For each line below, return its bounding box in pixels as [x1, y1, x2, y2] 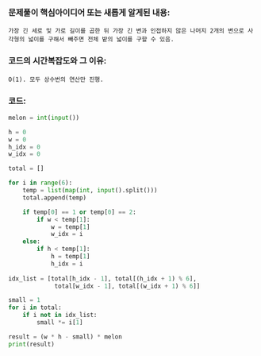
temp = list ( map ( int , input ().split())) [22, 187, 158, 195]
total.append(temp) [22, 193, 87, 202]
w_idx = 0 [8, 150, 41, 158]
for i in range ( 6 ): [8, 179, 73, 188]
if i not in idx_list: [22, 311, 98, 319]
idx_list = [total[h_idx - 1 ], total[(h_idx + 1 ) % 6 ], [8, 274, 197, 283]
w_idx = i [50, 230, 83, 238]
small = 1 [8, 296, 41, 304]
